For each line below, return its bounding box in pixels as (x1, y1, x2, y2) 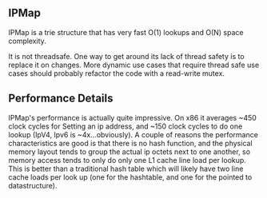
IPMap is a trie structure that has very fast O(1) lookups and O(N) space (8, 27, 244, 37)
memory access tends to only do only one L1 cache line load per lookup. (8, 155, 246, 164)
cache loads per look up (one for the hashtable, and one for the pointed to (8, 172, 253, 182)
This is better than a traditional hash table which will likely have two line (8, 164, 244, 173)
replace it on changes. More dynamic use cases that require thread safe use (8, 60, 260, 69)
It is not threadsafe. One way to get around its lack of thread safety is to (8, 51, 245, 61)
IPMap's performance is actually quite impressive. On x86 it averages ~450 (8, 113, 257, 122)
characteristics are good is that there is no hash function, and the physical (8, 138, 253, 148)
